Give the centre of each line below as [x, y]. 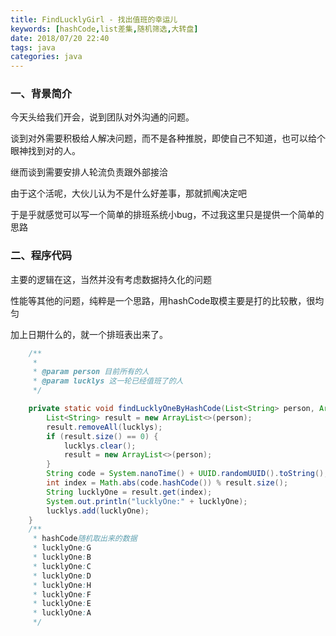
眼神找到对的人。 [45, 151]
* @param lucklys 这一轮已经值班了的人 [108, 381]
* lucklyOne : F [62, 594]
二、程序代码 [41, 256]
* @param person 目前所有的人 [91, 372]
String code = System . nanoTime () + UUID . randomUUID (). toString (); [187, 474]
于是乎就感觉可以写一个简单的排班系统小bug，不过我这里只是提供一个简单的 [167, 215]
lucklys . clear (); [100, 446]
